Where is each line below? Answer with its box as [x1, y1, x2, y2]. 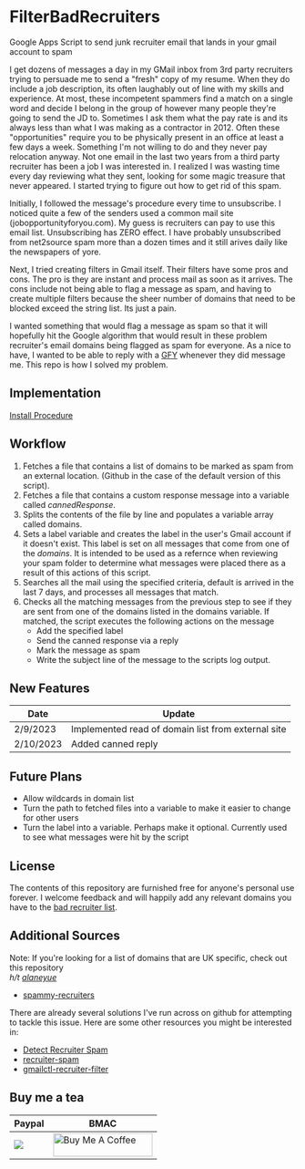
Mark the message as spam [36, 645, 141, 656]
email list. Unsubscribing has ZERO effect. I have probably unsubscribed [9, 226, 281, 238]
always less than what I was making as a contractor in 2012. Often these [9, 121, 280, 133]
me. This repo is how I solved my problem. [9, 358, 168, 370]
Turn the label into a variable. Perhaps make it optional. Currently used [22, 822, 288, 833]
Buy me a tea [9, 1090, 85, 1105]
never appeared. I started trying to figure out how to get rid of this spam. [9, 180, 282, 191]
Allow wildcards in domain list [22, 793, 135, 804]
